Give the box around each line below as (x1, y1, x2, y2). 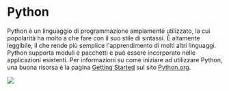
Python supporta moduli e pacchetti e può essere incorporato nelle (7, 49, 196, 57)
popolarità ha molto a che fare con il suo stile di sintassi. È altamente (7, 34, 200, 42)
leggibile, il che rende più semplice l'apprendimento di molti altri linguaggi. (7, 41, 217, 49)
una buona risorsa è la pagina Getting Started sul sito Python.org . (7, 63, 191, 71)
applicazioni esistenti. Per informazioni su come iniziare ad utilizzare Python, (7, 55, 223, 64)
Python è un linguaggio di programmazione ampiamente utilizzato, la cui (7, 27, 211, 35)
